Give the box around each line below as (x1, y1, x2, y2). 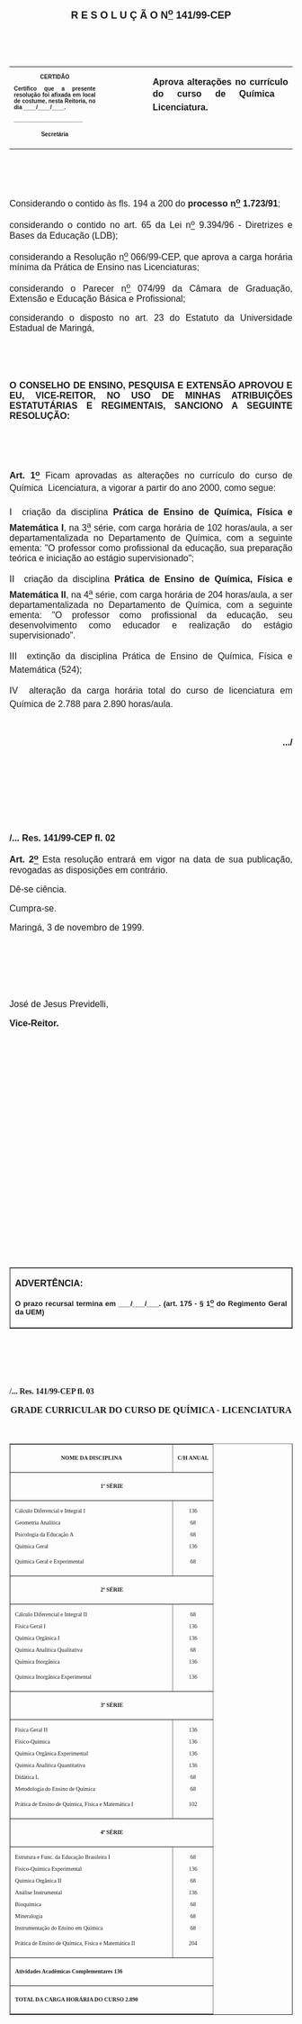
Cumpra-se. (9, 903, 57, 913)
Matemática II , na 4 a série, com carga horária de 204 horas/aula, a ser (9, 586, 294, 601)
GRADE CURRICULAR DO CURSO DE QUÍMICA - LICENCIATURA (10, 1404, 292, 1415)
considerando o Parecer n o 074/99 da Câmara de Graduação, (9, 280, 293, 295)
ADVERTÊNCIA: (14, 1277, 84, 1288)
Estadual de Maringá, (9, 322, 95, 333)
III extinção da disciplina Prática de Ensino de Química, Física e (9, 651, 293, 662)
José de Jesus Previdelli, (9, 998, 110, 1009)
